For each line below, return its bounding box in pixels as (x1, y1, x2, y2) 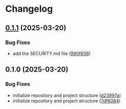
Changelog (5, 3, 53, 15)
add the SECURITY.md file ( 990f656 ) (12, 50, 91, 56)
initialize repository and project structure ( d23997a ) (12, 92, 121, 98)
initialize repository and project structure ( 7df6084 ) (12, 98, 121, 104)
